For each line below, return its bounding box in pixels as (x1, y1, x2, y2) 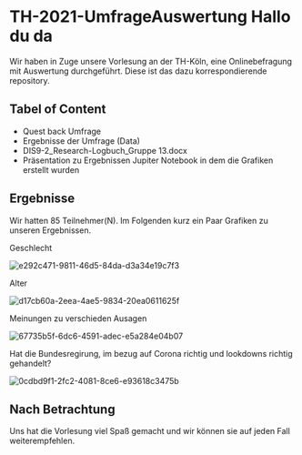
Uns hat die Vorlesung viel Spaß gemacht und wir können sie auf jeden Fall (9, 426, 291, 437)
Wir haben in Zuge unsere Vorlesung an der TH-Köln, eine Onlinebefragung (9, 56, 293, 66)
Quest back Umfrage (22, 126, 102, 136)
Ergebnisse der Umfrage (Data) (22, 135, 141, 147)
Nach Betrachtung (9, 401, 116, 417)
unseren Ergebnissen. (9, 225, 92, 236)
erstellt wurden (22, 164, 80, 175)
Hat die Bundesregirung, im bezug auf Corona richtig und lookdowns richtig (9, 348, 293, 359)
